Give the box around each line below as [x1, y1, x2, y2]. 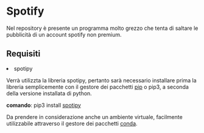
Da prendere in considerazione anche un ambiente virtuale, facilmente [6, 113, 183, 120]
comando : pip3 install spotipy [6, 101, 81, 109]
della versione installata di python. [6, 90, 93, 97]
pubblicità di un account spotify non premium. [6, 31, 122, 38]
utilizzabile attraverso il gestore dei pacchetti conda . [6, 120, 138, 127]
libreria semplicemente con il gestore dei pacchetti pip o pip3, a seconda [6, 83, 189, 90]
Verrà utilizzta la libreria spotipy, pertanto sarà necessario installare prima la [6, 76, 197, 84]
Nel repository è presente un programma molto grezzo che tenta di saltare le [6, 24, 199, 32]
